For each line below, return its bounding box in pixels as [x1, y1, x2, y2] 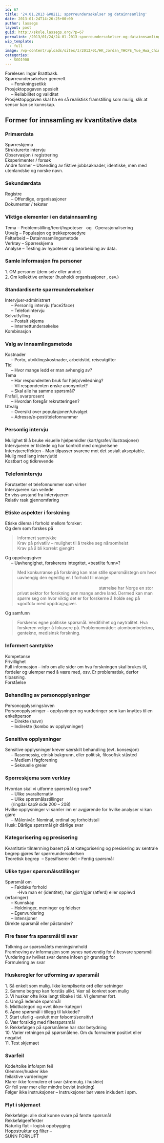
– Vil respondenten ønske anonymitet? [11, 383, 88, 389]
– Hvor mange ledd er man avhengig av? [11, 367, 93, 373]
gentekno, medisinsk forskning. [17, 630, 81, 636]
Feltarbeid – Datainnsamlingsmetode [5, 235, 79, 241]
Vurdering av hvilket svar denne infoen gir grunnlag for [5, 954, 116, 960]
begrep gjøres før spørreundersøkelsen [5, 850, 84, 856]
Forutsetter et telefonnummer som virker [5, 482, 87, 487]
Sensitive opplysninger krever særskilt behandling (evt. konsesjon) [5, 747, 139, 753]
